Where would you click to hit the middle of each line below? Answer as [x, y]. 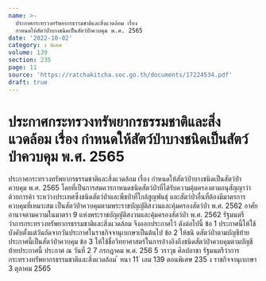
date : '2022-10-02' [40, 38]
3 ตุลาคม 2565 [30, 268]
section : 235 [30, 60]
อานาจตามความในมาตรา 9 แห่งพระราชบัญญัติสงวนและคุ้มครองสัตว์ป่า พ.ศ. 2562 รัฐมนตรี [126, 215]
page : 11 [23, 68]
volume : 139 [28, 53]
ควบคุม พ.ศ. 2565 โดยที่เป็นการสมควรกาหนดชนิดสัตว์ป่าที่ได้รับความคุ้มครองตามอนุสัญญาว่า [130, 188]
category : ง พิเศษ [35, 45]
